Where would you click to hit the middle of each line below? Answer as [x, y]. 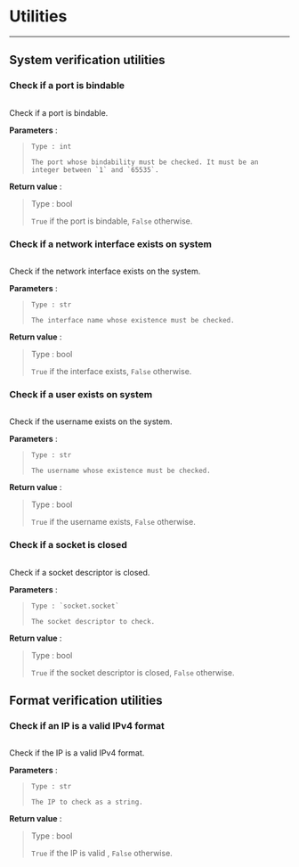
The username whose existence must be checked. [121, 471]
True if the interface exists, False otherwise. [111, 371]
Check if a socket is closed [68, 545]
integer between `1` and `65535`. [95, 170]
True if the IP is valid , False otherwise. [102, 854]
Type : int [51, 146]
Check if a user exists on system [81, 394]
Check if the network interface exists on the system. [105, 271]
